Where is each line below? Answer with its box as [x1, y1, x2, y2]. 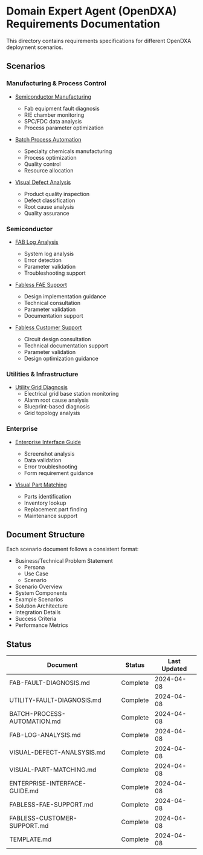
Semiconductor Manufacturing [14, 93, 92, 100]
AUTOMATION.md [9, 717, 61, 726]
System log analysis [24, 250, 74, 257]
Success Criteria [14, 615, 57, 623]
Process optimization [24, 154, 77, 161]
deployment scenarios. [6, 44, 63, 51]
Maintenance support [24, 512, 78, 519]
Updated [161, 664, 187, 673]
